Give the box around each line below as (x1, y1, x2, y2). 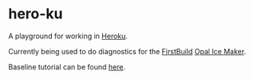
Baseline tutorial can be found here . (8, 61, 126, 72)
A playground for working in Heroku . (8, 31, 128, 41)
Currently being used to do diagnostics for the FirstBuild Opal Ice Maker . (8, 46, 246, 56)
